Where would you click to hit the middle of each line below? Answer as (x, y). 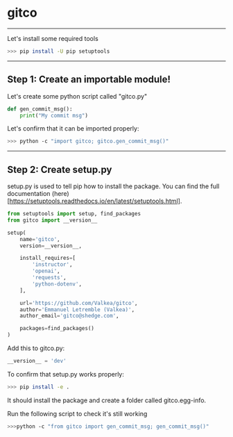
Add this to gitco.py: (36, 348)
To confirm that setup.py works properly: (66, 374)
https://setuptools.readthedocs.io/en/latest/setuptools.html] (95, 201)
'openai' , (46, 271)
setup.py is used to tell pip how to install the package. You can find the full (113, 186)
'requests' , (50, 278)
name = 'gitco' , (40, 239)
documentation (29, 194)
